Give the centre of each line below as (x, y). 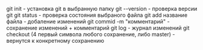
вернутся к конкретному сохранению (55, 41)
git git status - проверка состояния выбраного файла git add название (97, 15)
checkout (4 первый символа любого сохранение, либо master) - (91, 34)
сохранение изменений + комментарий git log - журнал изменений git (98, 28)
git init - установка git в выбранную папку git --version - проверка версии (102, 9)
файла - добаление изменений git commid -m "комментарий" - (88, 21)
